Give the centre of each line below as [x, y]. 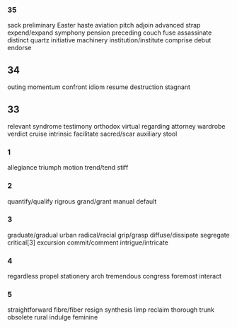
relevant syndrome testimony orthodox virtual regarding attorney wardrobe [116, 126]
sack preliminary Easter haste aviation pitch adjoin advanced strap [104, 25]
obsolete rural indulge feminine [53, 317]
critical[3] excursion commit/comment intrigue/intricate [88, 242]
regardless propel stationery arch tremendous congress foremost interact [114, 276]
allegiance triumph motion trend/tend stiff [68, 168]
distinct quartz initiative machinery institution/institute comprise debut [109, 40]
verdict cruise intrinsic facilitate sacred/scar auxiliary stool [92, 134]
